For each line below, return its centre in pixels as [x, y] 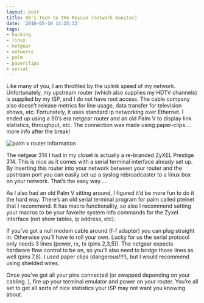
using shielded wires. [33, 263]
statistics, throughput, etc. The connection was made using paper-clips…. [99, 125]
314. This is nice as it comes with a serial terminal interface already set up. [100, 162]
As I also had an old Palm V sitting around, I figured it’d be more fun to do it [100, 193]
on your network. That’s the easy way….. [57, 181]
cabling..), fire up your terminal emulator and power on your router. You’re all [102, 282]
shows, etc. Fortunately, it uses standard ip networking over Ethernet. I [95, 112]
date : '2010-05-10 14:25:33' [43, 23]
